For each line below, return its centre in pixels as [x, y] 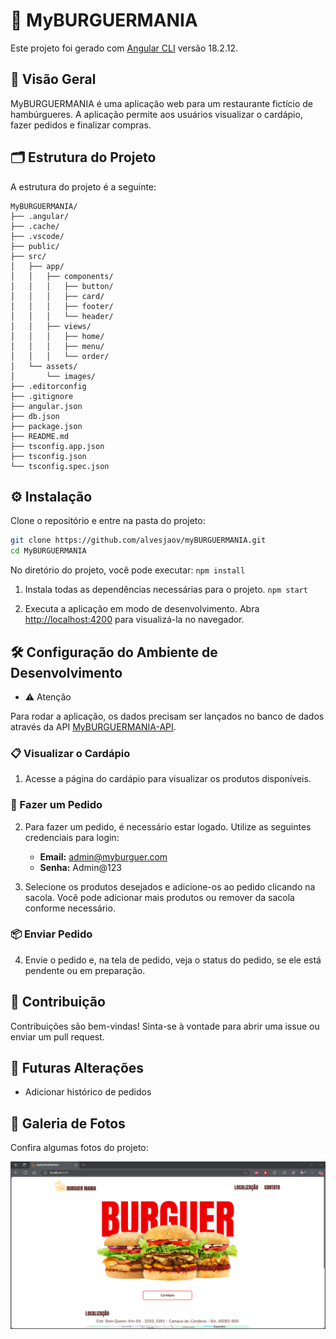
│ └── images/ [53, 376]
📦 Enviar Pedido [51, 934]
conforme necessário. [70, 908]
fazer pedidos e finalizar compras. [81, 125]
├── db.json [35, 416]
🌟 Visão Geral [53, 79]
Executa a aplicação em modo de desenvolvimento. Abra [142, 609]
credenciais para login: [72, 837]
